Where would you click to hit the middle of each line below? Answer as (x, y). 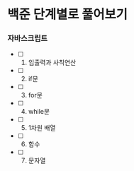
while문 (39, 112)
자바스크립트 (28, 38)
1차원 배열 (42, 128)
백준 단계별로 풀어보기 (67, 14)
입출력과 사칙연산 (52, 63)
